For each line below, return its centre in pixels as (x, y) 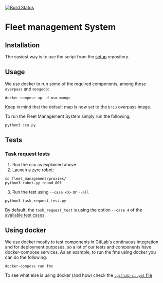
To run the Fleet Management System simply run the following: (68, 116)
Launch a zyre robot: (33, 170)
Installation (22, 45)
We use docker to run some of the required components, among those (76, 84)
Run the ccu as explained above (44, 164)
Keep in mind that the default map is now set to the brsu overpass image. (78, 106)
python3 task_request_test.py (36, 201)
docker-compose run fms (29, 266)
